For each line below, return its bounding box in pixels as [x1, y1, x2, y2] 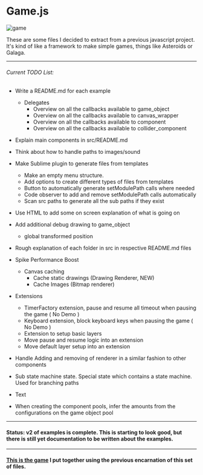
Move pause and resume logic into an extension [24, 336, 144, 344]
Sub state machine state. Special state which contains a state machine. [14, 373, 192, 380]
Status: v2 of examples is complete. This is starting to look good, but [6, 428, 182, 436]
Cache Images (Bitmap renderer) [33, 281, 115, 288]
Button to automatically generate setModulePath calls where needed [24, 185, 195, 192]
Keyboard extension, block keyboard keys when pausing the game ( [24, 317, 193, 325]
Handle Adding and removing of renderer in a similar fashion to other [14, 354, 187, 362]
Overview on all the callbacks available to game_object [33, 105, 170, 113]
